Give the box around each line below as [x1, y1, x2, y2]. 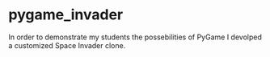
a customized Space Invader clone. [8, 40, 126, 50]
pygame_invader [8, 6, 124, 24]
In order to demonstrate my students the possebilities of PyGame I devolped [8, 32, 263, 42]
